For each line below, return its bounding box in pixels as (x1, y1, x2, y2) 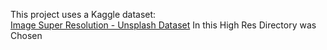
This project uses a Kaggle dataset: (10, 9, 157, 20)
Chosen (10, 30, 43, 41)
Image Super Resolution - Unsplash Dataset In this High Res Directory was (10, 19, 317, 31)
